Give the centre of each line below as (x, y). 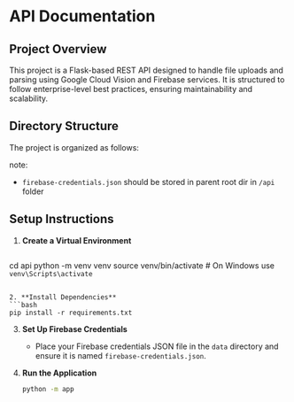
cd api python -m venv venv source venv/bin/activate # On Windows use (142, 265)
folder (33, 191)
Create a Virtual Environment (77, 240)
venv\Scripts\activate (51, 274)
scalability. (29, 98)
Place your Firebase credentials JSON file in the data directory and (157, 346)
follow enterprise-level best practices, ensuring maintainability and (131, 89)
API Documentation (82, 16)
